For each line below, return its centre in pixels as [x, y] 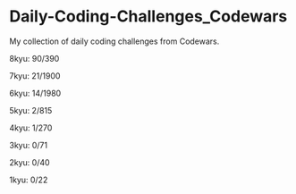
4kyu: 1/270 [31, 128]
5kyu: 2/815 [31, 110]
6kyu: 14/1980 [35, 93]
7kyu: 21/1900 [35, 76]
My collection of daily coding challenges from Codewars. [114, 41]
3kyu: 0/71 [28, 145]
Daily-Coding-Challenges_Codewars [148, 17]
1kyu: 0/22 [29, 180]
